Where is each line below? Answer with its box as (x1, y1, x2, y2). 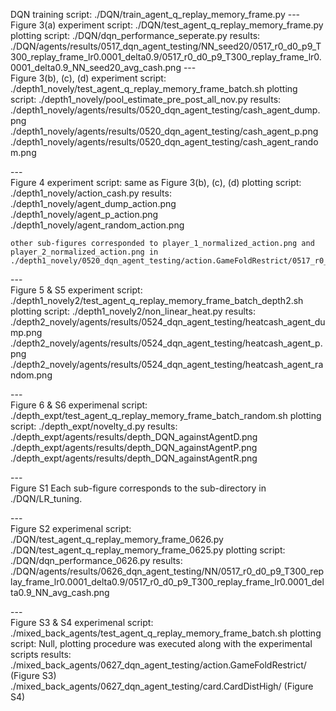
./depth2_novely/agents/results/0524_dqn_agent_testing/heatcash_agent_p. (10, 337, 323, 349)
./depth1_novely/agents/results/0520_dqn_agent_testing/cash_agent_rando (10, 136, 319, 148)
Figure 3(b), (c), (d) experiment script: (10, 72, 167, 84)
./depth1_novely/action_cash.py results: (10, 187, 172, 199)
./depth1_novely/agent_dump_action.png (10, 198, 177, 209)
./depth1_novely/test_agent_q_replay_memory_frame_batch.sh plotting (10, 83, 298, 94)
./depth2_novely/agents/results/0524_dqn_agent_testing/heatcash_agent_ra (10, 359, 324, 370)
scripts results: (10, 649, 72, 660)
